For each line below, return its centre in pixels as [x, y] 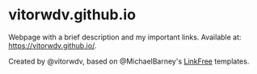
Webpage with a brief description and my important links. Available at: [125, 37]
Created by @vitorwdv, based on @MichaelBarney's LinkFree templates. [129, 61]
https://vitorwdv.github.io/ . [53, 45]
